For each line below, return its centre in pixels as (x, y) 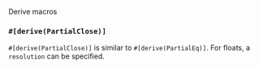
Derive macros (33, 12)
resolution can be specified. (57, 56)
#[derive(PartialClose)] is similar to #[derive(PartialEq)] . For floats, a (129, 48)
